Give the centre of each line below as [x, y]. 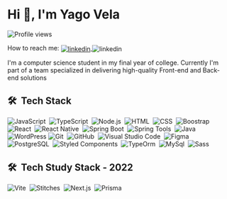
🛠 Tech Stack [40, 101]
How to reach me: [33, 48]
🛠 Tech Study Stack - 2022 [70, 167]
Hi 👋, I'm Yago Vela [64, 15]
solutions [34, 77]
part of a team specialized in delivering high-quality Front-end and [104, 70]
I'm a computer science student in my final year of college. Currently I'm [113, 63]
